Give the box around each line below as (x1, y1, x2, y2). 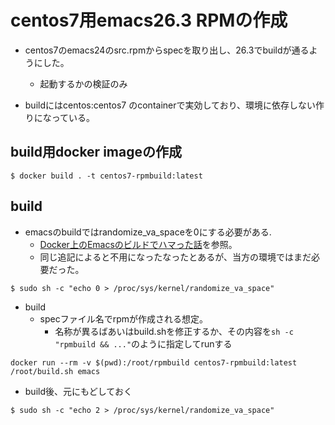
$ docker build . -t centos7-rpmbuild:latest (10, 171, 203, 181)
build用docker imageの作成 (10, 144, 182, 161)
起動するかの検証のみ (39, 77, 128, 90)
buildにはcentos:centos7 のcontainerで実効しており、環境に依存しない (24, 99, 317, 111)
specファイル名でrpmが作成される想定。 (39, 312, 209, 325)
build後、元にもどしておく (24, 385, 133, 397)
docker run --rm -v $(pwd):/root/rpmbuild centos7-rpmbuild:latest (10, 357, 298, 368)
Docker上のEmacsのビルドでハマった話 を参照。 (39, 238, 238, 250)
